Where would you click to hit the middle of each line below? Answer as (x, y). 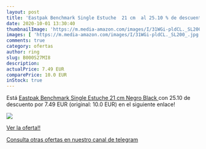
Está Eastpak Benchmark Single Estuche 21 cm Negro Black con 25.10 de (98, 98)
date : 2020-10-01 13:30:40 (41, 23)
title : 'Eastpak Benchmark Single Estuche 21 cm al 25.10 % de (91, 18)
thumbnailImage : (27, 29)
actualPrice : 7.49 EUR (35, 69)
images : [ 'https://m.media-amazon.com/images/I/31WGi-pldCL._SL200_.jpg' (104, 35)
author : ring (23, 52)
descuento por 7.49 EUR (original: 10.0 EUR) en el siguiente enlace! (91, 104)
